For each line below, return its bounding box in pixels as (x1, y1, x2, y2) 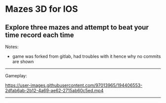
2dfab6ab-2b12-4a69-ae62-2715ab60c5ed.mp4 (5, 88, 104, 93)
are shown (12, 59, 34, 65)
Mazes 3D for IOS (5, 3, 78, 15)
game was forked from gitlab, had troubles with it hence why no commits (12, 53, 161, 59)
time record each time (5, 31, 74, 39)
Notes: (5, 44, 19, 50)
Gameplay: (5, 73, 27, 78)
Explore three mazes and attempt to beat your (5, 23, 149, 32)
